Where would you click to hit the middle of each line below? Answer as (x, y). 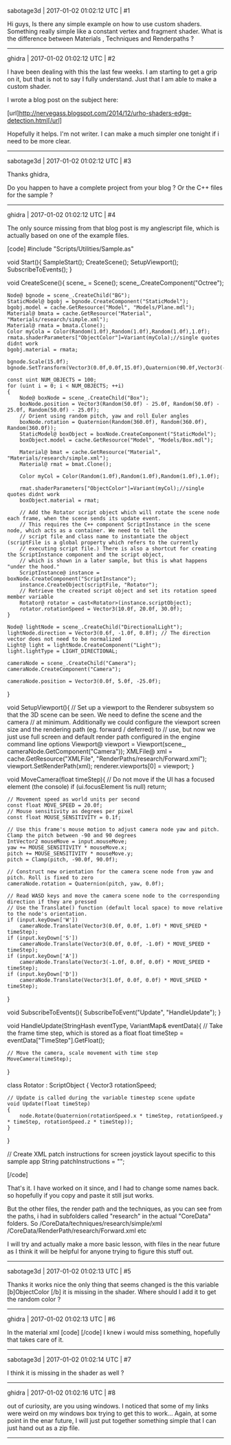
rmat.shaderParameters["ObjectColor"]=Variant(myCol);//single (112, 489)
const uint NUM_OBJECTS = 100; (52, 380)
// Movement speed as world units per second (73, 799)
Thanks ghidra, (29, 174)
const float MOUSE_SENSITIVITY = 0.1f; (64, 817)
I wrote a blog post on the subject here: (63, 100)
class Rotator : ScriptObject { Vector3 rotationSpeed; (82, 1085)
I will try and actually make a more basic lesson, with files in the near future (114, 1244)
